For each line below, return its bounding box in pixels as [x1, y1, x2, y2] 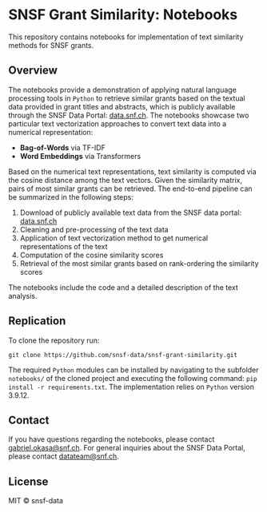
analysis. [8, 291, 38, 300]
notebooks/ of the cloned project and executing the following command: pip [8, 373, 257, 383]
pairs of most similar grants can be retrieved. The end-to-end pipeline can [8, 184, 253, 193]
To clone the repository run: [8, 335, 100, 345]
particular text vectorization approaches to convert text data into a [8, 118, 227, 129]
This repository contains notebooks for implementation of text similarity [8, 32, 244, 42]
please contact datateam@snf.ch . [8, 451, 120, 461]
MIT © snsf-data [8, 496, 64, 506]
